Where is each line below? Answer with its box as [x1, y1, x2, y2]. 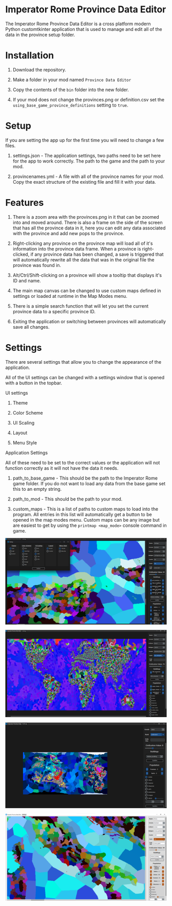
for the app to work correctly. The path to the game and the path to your [12, 158, 165, 164]
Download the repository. [12, 66, 67, 73]
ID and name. [12, 277, 41, 283]
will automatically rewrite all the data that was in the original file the [12, 256, 155, 263]
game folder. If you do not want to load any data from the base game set [12, 480, 166, 487]
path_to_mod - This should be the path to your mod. [12, 495, 123, 502]
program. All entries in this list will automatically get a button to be [12, 511, 152, 518]
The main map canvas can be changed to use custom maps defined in [12, 287, 161, 294]
